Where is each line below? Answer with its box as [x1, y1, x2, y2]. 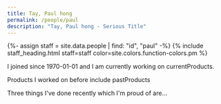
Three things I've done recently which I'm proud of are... [7, 89, 168, 97]
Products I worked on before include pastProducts [7, 76, 151, 84]
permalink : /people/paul [7, 17, 79, 23]
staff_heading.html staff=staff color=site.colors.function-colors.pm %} [7, 49, 208, 57]
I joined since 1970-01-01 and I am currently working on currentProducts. [7, 63, 215, 71]
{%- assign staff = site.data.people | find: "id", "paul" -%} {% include [7, 42, 204, 50]
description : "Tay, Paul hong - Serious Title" [7, 23, 147, 30]
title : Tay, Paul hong [7, 10, 73, 17]
